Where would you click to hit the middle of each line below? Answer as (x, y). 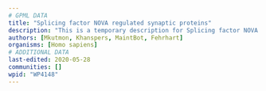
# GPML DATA (28, 15)
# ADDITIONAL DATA (39, 52)
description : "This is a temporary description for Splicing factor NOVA (133, 30)
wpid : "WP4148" (33, 74)
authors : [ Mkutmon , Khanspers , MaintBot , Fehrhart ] (96, 38)
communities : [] (35, 67)
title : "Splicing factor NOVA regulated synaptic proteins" (110, 23)
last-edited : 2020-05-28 (49, 60)
